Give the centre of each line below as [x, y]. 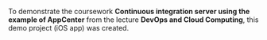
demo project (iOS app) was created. [69, 28]
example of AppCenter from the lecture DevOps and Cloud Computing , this [133, 20]
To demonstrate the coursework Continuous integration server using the [129, 11]
